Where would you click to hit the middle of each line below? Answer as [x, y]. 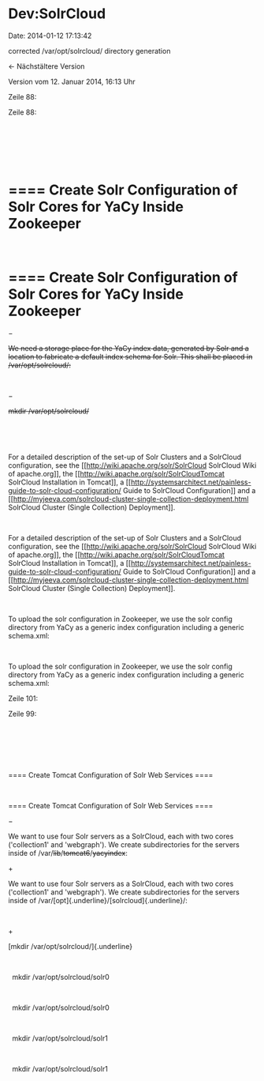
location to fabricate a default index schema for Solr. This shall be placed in [130, 356]
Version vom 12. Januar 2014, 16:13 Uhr [72, 81]
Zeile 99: [22, 714]
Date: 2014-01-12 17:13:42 [50, 36]
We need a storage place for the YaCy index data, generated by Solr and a [129, 348]
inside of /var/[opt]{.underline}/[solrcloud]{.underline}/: [98, 900]
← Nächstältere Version [46, 66]
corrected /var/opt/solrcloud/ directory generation [89, 51]
